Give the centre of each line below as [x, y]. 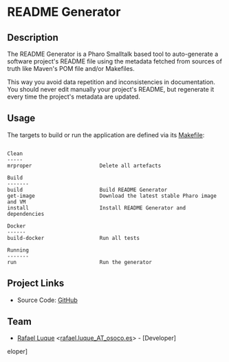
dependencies [26, 214]
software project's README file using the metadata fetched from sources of [115, 61]
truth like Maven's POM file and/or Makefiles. [71, 69]
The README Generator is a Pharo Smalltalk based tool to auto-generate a [113, 54]
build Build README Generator [87, 190]
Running [18, 250]
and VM [17, 202]
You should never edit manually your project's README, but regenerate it [111, 89]
